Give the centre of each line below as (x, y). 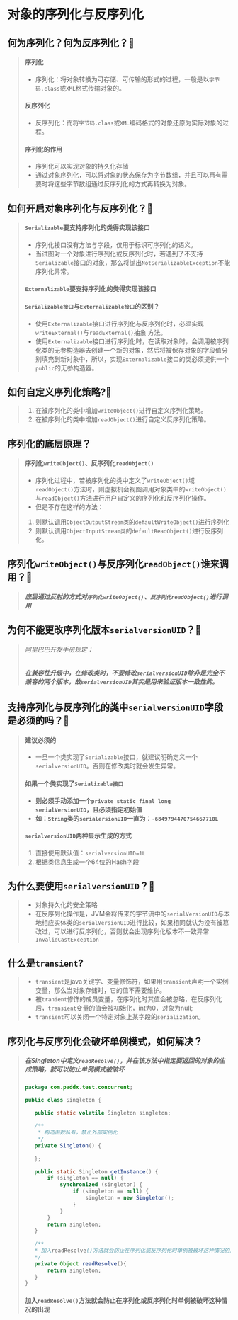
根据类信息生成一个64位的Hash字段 (87, 862)
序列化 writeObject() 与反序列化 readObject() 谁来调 (118, 564)
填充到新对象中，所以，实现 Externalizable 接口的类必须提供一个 (135, 359)
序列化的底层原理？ (49, 444)
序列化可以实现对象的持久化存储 (82, 166)
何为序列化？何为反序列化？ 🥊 (71, 43)
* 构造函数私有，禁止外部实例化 (78, 1133)
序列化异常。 (54, 271)
